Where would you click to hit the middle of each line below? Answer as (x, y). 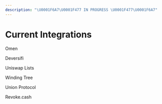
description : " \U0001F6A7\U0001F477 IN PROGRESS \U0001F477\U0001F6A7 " (81, 10)
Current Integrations (48, 34)
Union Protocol (20, 87)
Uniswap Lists (19, 67)
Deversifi (14, 58)
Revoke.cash (18, 97)
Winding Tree (19, 77)
